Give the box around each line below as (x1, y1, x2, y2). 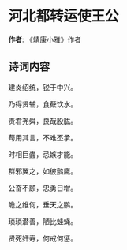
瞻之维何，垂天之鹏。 (8, 200, 77, 209)
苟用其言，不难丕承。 (8, 132, 77, 142)
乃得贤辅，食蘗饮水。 (8, 99, 77, 109)
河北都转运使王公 (8, 7, 120, 25)
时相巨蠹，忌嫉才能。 (8, 149, 77, 159)
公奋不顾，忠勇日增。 (8, 183, 77, 192)
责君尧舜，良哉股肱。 (8, 116, 77, 125)
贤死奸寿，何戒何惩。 (8, 233, 77, 243)
